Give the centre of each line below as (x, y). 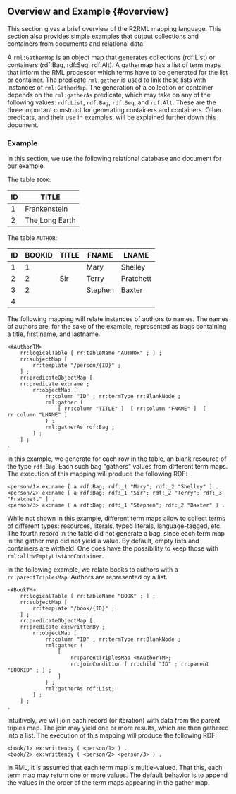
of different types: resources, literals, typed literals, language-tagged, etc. (114, 526)
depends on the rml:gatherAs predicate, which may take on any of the (109, 95)
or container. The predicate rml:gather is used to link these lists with (107, 80)
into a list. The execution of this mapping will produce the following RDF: (112, 735)
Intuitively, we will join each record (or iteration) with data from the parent (114, 721)
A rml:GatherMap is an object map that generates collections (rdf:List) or (111, 57)
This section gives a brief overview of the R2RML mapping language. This (114, 28)
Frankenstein (46, 209)
